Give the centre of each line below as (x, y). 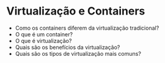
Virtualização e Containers (76, 11)
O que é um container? (44, 34)
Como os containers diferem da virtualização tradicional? (87, 28)
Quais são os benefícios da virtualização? (68, 47)
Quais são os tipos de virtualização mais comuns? (78, 53)
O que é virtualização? (43, 41)
